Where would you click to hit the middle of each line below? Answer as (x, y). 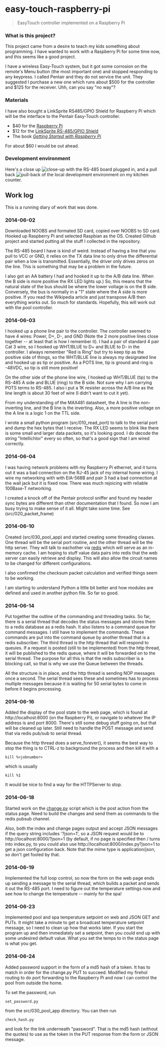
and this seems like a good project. (41, 57)
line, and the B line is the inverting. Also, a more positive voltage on (92, 408)
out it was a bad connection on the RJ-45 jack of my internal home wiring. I (82, 472)
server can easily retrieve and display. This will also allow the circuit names (81, 558)
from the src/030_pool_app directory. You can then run (61, 1010)
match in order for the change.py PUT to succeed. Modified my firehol (76, 972)
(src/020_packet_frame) (30, 513)
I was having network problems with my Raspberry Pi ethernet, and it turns (81, 467)
